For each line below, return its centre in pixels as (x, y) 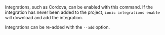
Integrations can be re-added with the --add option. (58, 27)
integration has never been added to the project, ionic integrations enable (82, 12)
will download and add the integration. (44, 17)
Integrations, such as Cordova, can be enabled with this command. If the (79, 7)
